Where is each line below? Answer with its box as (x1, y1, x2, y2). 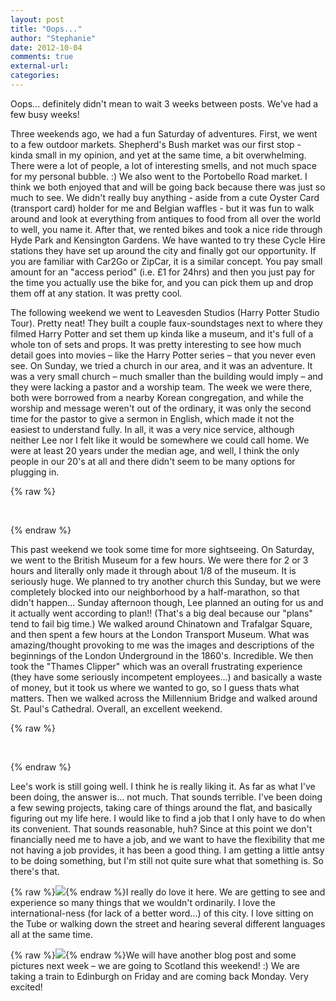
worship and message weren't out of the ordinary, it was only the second (10, 402, 312, 414)
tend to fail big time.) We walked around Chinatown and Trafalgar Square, (10, 617, 313, 630)
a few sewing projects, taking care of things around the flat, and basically (10, 801, 313, 813)
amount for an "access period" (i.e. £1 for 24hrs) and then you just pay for (10, 266, 316, 278)
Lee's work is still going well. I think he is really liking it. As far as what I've (10, 780, 316, 792)
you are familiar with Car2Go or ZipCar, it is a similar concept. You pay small (10, 255, 323, 267)
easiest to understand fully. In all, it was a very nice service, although (10, 423, 295, 435)
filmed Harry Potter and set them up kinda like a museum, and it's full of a (10, 327, 314, 340)
